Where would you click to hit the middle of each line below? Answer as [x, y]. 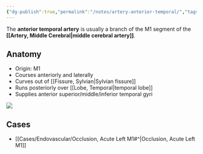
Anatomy [24, 54]
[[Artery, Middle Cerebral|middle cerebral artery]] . [71, 35]
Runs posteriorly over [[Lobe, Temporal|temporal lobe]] [84, 88]
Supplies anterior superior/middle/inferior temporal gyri [84, 94]
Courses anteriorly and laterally [54, 75]
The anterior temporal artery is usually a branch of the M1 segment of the [99, 29]
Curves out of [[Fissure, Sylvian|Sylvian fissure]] [75, 81]
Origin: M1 [27, 69]
